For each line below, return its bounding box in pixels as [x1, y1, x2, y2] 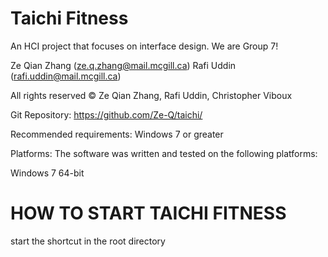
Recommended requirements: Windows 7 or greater [10, 128, 224, 140]
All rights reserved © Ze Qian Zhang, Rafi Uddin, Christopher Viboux [10, 89, 293, 101]
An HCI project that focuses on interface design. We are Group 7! [10, 40, 279, 52]
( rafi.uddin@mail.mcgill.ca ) [10, 70, 122, 82]
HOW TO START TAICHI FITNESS [10, 202, 287, 225]
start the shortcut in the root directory [10, 235, 166, 247]
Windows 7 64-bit [10, 167, 85, 179]
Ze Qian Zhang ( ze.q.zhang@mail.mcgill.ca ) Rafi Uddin [10, 59, 237, 71]
